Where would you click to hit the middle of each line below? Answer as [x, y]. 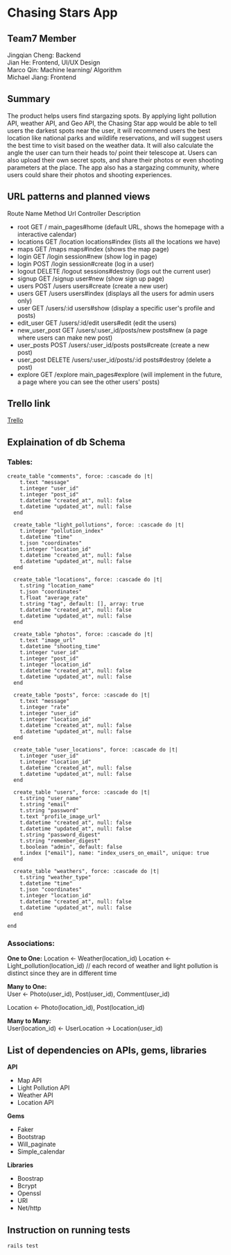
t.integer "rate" [45, 707]
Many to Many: [29, 1021]
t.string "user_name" [51, 799]
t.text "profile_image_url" [60, 817]
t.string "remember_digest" [60, 841]
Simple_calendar [41, 1152]
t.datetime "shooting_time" [60, 647]
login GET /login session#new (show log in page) [87, 256]
